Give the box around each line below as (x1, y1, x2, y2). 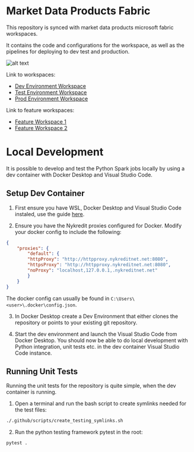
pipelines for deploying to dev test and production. (6, 48, 130, 55)
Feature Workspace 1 (14, 118, 67, 125)
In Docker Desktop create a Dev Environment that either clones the (14, 312, 179, 320)
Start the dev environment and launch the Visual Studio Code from (14, 330, 177, 337)
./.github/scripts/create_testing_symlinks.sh (6, 418, 123, 424)
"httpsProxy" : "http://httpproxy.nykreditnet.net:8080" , (27, 262, 171, 268)
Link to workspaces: (6, 71, 56, 78)
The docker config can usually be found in (6, 295, 110, 302)
